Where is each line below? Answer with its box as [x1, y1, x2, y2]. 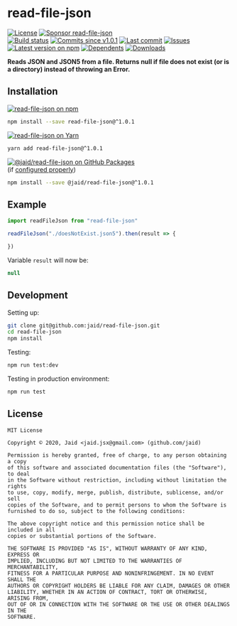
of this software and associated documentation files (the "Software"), [7, 464, 227, 471]
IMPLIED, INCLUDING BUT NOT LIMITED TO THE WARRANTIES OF [7, 557, 182, 564]
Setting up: [7, 308, 40, 317]
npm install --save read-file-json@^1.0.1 [7, 118, 135, 125]
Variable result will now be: [7, 256, 89, 264]
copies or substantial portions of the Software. [7, 532, 158, 539]
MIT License [7, 426, 43, 434]
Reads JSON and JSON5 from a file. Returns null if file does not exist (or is [7, 57, 229, 65]
